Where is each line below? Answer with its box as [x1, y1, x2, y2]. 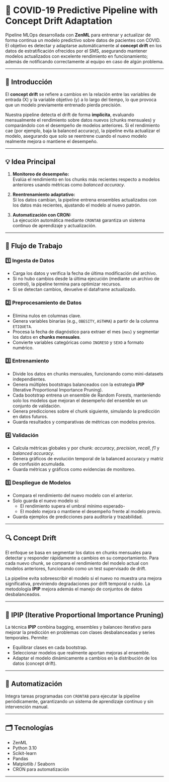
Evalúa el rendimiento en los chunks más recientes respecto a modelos [12, 176, 160, 182]
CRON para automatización [12, 766, 69, 772]
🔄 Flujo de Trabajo [5, 241, 63, 250]
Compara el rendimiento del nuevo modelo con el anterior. [12, 493, 133, 499]
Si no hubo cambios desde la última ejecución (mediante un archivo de [12, 276, 159, 282]
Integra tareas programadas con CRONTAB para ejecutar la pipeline [5, 693, 140, 699]
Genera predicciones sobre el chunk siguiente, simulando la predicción [12, 408, 160, 414]
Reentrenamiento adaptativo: [12, 191, 75, 198]
